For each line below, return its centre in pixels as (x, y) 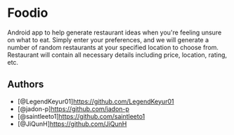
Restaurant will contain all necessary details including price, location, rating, (117, 55)
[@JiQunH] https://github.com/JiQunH (72, 124)
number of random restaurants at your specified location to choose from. (113, 47)
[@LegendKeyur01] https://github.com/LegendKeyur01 (96, 101)
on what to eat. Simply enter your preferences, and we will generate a (108, 39)
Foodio (28, 13)
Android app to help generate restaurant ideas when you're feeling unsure (115, 32)
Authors (26, 85)
